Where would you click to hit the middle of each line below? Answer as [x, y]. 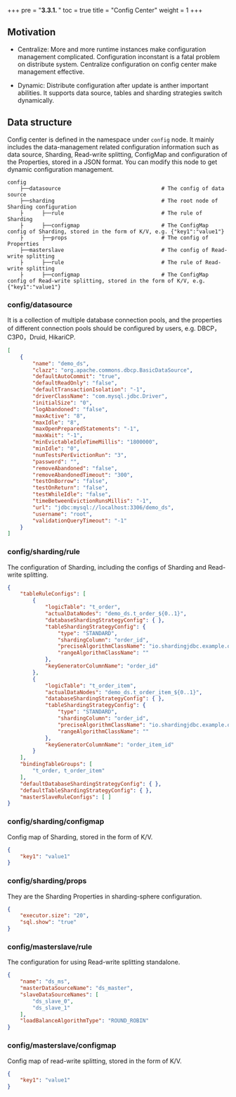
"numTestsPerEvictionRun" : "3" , [80, 455]
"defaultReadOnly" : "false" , [75, 383]
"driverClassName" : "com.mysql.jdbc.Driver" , [100, 396]
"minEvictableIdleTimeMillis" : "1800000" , [96, 442]
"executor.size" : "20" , [55, 916]
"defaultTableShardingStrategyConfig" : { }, [86, 790]
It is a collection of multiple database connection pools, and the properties [115, 320]
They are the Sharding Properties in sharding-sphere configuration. [105, 896]
